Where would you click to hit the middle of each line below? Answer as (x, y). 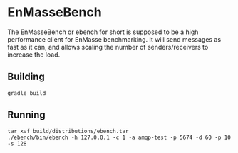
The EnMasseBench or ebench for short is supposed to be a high (103, 32)
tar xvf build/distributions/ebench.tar (68, 131)
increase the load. (34, 55)
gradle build (27, 93)
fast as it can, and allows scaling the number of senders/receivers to (108, 47)
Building (26, 77)
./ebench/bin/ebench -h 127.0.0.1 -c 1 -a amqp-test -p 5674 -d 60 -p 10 (119, 137)
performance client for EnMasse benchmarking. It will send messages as (114, 39)
